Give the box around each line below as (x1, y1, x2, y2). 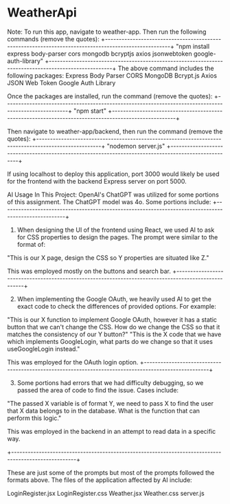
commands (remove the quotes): (7, 34, 100, 43)
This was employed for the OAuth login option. (7, 358, 139, 366)
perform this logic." (7, 414, 62, 422)
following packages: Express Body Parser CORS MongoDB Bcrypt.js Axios (7, 71, 218, 80)
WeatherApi (7, 5, 77, 21)
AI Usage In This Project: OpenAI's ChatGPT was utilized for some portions (7, 190, 220, 199)
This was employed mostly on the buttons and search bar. (7, 267, 172, 275)
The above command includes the (117, 64, 214, 72)
